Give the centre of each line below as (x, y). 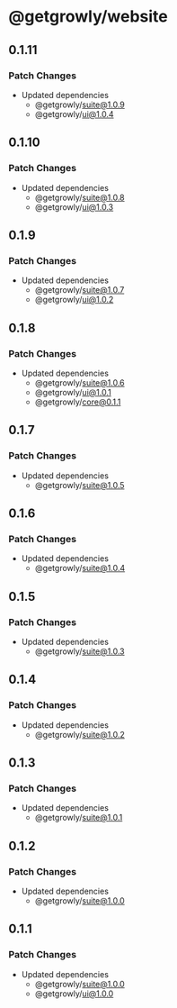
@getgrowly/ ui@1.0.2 (74, 300)
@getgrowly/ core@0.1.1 (78, 402)
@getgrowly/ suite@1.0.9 (80, 104)
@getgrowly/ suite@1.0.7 (80, 290)
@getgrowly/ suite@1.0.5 (80, 485)
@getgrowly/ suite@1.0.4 (80, 568)
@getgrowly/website (88, 17)
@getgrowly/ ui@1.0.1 (73, 392)
